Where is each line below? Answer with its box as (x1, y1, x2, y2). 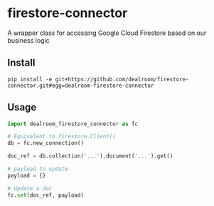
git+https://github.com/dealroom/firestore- (55, 76, 190, 83)
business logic (7, 36, 50, 44)
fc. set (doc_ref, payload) (7, 191, 84, 199)
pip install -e (7, 76, 53, 83)
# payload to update (7, 165, 69, 172)
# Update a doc (7, 185, 53, 192)
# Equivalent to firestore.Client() (7, 133, 116, 140)
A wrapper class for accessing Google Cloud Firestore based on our (7, 29, 207, 37)
